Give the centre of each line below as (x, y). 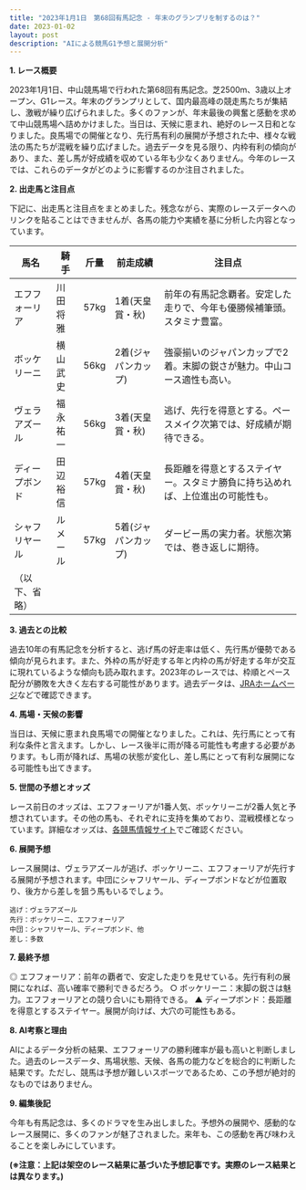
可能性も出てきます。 (57, 768)
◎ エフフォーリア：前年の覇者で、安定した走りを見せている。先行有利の (146, 976)
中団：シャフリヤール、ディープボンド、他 (76, 930)
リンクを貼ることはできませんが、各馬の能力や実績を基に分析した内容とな (149, 220)
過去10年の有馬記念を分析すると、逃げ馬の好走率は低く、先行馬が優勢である (153, 650)
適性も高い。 (209, 380)
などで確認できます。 (57, 695)
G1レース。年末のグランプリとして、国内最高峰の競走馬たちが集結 (164, 101)
